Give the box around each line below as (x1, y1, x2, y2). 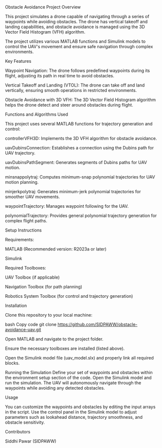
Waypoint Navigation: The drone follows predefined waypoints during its (5, 68, 150, 73)
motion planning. (5, 179, 39, 185)
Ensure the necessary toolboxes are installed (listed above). (5, 345, 125, 351)
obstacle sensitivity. (5, 419, 45, 425)
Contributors (5, 429, 31, 434)
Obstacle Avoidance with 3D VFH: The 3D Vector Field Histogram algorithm (5, 97, 156, 103)
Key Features (5, 58, 32, 64)
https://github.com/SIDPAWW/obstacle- (57, 322, 138, 327)
